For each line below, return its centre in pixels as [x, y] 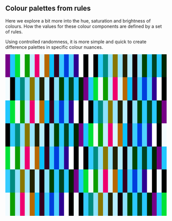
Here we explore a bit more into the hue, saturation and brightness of [78, 21]
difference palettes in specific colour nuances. [54, 47]
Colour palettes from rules [48, 8]
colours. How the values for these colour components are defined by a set [84, 26]
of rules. [14, 32]
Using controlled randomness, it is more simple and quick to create [76, 42]
